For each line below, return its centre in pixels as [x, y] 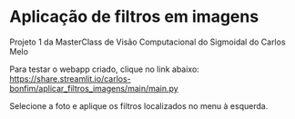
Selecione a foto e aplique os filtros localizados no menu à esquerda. [139, 105]
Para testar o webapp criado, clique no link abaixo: [105, 69]
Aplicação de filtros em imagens [134, 17]
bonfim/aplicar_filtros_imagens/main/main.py [94, 88]
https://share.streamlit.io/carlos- [71, 78]
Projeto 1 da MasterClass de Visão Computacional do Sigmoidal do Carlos [147, 42]
